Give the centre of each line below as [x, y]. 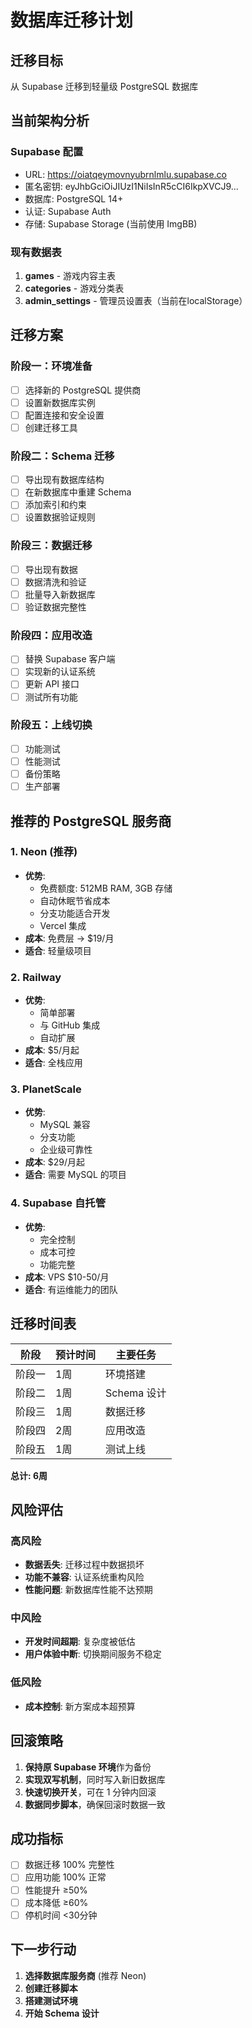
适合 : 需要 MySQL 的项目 [75, 1175]
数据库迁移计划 [72, 20]
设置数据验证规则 [60, 517]
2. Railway [36, 977]
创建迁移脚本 [51, 1988]
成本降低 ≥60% [56, 1902]
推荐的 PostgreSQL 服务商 [91, 821]
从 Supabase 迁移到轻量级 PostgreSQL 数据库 [104, 86]
